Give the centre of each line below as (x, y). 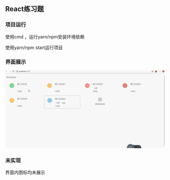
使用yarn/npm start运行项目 (34, 48)
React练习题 (25, 9)
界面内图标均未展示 (25, 172)
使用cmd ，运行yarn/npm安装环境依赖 (45, 36)
